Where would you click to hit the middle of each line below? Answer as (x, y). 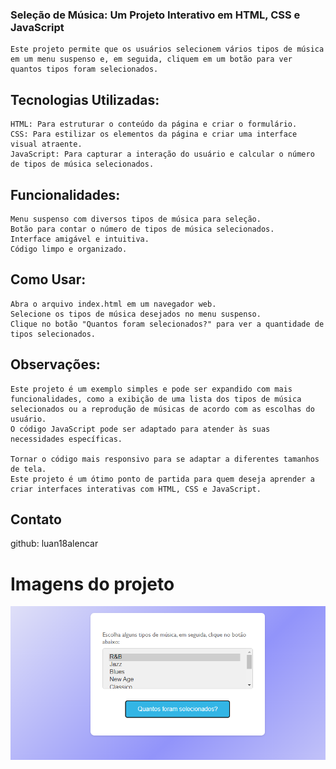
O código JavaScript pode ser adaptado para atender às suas (140, 429)
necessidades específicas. (66, 439)
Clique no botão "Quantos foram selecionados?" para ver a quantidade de (167, 324)
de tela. (28, 469)
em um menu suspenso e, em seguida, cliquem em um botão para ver (151, 59)
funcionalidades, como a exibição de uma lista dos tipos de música (156, 399)
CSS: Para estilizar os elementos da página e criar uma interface (154, 134)
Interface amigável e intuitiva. (80, 239)
